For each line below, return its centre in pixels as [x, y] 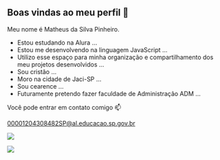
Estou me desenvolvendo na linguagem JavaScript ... [92, 49]
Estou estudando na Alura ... [57, 43]
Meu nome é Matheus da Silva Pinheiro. [63, 29]
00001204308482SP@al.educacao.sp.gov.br [71, 123]
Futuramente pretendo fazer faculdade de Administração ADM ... [109, 93]
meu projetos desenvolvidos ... [60, 64]
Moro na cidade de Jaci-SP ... [59, 79]
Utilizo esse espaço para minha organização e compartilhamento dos [115, 57]
